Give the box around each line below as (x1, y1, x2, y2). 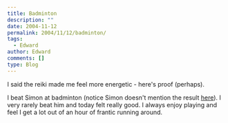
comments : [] (7, 55, 45, 62)
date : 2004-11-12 (7, 23, 57, 30)
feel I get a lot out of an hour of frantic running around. (7, 108, 163, 116)
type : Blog (7, 61, 39, 68)
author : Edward (7, 49, 51, 56)
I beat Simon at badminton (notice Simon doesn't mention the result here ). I (7, 93, 221, 102)
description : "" (7, 16, 54, 23)
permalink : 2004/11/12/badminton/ (7, 29, 107, 36)
